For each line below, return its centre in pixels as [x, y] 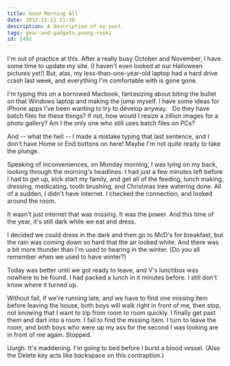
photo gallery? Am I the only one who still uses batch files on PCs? [101, 123]
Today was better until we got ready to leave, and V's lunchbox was [103, 270]
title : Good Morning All [43, 13]
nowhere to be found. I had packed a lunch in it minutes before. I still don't [112, 278]
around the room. [32, 201]
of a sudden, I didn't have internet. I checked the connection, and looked [110, 194]
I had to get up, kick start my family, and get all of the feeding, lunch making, [115, 179]
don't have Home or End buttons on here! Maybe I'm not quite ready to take [114, 144]
